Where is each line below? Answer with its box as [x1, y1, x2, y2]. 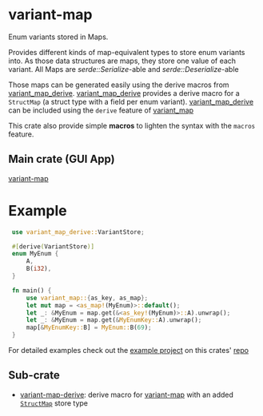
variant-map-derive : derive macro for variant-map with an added [19, 390, 234, 399]
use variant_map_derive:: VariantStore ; [11, 228, 145, 236]
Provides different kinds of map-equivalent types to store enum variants [8, 47, 245, 57]
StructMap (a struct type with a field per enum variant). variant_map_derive [8, 97, 254, 106]
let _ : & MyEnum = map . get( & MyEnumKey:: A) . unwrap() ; [26, 316, 202, 324]
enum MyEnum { [11, 250, 59, 258]
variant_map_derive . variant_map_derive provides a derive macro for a [8, 88, 240, 97]
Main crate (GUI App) [8, 153, 115, 166]
